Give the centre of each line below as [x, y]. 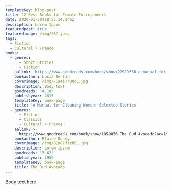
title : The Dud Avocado [40, 167]
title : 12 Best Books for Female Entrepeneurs [56, 15]
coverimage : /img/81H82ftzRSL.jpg [51, 143]
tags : [11, 39]
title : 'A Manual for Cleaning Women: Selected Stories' [77, 105]
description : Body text [40, 86]
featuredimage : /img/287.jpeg [38, 34]
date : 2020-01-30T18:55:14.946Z [40, 19]
